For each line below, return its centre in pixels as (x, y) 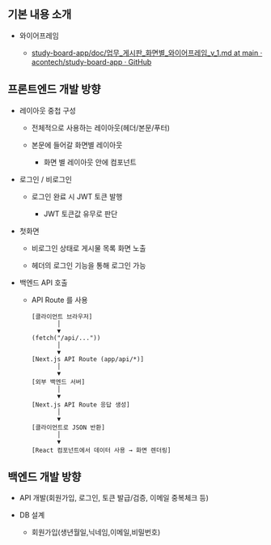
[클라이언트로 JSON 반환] (68, 428)
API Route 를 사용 (59, 300)
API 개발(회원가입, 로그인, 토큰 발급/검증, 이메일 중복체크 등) (114, 498)
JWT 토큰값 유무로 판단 (80, 214)
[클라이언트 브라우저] (62, 317)
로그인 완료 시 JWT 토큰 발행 (77, 196)
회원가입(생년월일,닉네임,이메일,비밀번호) (96, 532)
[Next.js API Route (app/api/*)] (88, 359)
